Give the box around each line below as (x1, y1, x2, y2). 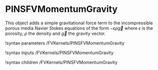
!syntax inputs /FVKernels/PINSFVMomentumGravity (5, 50, 114, 56)
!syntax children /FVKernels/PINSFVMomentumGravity (5, 59, 117, 65)
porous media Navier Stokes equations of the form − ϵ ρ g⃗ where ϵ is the (5, 25, 153, 31)
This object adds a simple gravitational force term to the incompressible (5, 20, 153, 26)
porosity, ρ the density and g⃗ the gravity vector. (5, 30, 106, 36)
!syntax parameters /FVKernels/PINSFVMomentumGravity (5, 40, 125, 46)
